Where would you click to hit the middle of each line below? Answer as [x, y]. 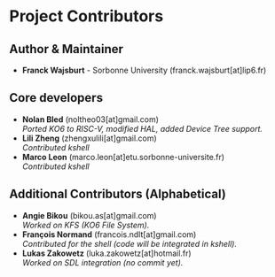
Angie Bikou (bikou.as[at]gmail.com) [89, 215]
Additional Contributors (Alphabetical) [118, 194]
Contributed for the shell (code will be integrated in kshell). [130, 243]
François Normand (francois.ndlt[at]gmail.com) [109, 234]
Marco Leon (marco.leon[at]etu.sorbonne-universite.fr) [123, 157]
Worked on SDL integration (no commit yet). [102, 262]
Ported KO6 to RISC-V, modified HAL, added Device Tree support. [142, 128]
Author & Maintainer [67, 49]
